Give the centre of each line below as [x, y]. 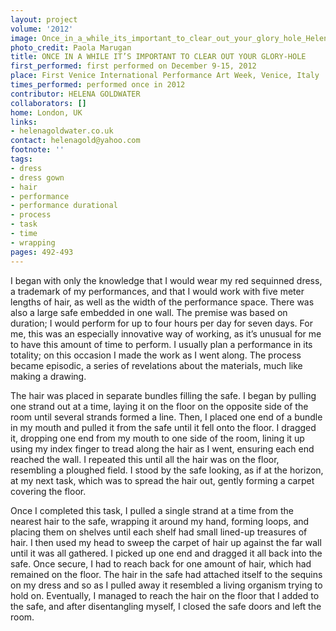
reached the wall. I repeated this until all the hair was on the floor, [145, 459]
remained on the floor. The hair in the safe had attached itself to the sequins [166, 574]
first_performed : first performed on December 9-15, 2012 [133, 66]
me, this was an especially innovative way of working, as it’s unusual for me [166, 333]
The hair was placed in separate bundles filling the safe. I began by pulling [163, 395]
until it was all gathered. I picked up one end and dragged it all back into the [166, 553]
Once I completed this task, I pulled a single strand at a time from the [152, 510]
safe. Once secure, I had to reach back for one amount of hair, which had [161, 563]
